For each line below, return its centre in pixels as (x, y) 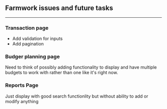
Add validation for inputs (38, 38)
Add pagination (28, 44)
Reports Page (22, 85)
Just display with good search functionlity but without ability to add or (77, 96)
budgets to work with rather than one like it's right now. (62, 73)
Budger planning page (33, 57)
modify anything (22, 101)
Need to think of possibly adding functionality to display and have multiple (81, 67)
